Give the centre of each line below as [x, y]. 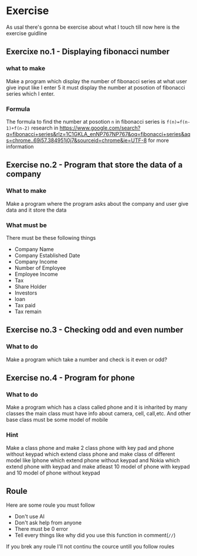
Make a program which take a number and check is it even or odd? [87, 360]
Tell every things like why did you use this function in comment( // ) [95, 535]
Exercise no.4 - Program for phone [70, 377]
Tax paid [25, 305]
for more [158, 140]
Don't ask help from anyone [48, 523]
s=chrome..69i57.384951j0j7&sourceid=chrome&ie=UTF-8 [77, 140]
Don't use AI [30, 517]
